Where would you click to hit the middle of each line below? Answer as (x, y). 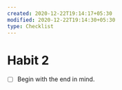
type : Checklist (30, 26)
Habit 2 (28, 60)
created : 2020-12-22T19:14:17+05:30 (60, 13)
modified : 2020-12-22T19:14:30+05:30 (61, 20)
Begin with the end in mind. (56, 79)
